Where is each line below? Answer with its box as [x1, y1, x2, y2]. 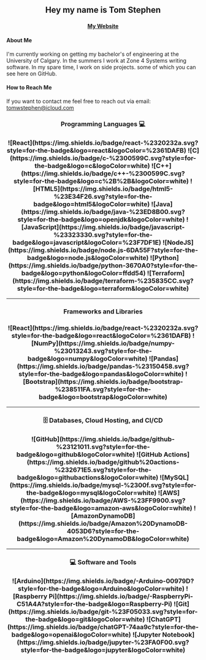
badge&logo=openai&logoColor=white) [11, 631, 132, 639]
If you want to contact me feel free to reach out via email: [6, 98, 151, 105]
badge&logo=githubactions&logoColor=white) [17, 474, 159, 482]
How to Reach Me [6, 84, 52, 91]
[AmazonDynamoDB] [71, 512, 135, 520]
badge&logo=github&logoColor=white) [16, 450, 135, 459]
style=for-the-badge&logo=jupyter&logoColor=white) [20, 646, 186, 654]
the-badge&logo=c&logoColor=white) [34, 161, 150, 170]
